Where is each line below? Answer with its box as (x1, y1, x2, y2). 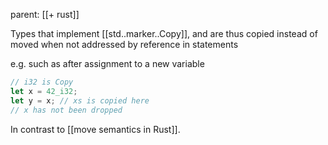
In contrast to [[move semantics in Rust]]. (10, 123, 181, 135)
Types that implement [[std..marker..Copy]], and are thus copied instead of (10, 28, 318, 39)
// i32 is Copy (10, 77, 74, 87)
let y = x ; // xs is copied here (10, 95, 150, 106)
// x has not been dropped (10, 105, 123, 115)
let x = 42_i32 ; (10, 86, 78, 96)
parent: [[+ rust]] (10, 9, 80, 20)
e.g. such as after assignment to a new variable (10, 58, 205, 69)
